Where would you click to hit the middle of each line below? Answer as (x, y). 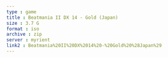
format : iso (23, 29)
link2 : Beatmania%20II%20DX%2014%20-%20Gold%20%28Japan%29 (84, 46)
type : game (21, 12)
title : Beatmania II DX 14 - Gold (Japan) (62, 18)
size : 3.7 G (23, 23)
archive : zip (24, 34)
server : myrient (28, 40)
